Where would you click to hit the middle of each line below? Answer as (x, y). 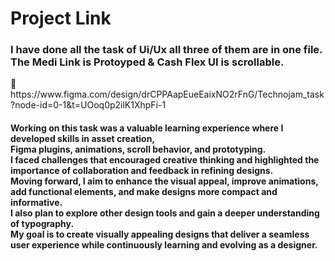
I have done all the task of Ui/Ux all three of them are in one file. (166, 50)
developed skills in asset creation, (83, 139)
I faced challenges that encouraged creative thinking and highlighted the (165, 160)
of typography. (42, 224)
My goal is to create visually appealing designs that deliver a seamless (160, 234)
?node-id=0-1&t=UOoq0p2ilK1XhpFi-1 (88, 105)
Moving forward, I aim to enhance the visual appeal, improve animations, (164, 181)
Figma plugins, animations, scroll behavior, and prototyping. (138, 149)
